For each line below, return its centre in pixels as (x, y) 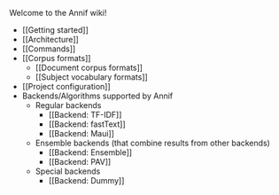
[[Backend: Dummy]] (86, 180)
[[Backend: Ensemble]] (90, 152)
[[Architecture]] (50, 39)
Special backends (68, 171)
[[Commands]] (49, 49)
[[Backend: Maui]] (81, 133)
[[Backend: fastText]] (87, 124)
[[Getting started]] (55, 30)
